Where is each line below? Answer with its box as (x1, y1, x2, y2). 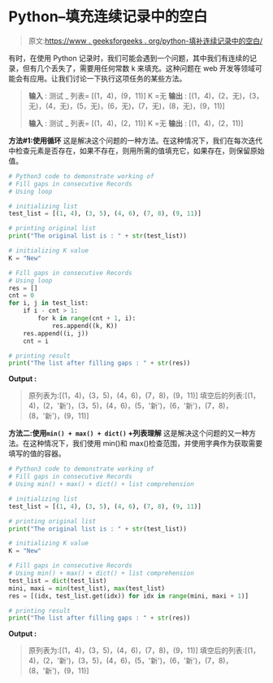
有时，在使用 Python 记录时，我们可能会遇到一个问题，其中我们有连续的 (8, 53, 250, 63)
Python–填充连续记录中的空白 (8, 7, 208, 26)
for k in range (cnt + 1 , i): (37, 314, 136, 322)
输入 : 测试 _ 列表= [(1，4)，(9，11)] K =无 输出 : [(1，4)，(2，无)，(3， (28, 90, 264, 100)
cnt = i (23, 337, 49, 345)
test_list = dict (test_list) (8, 576, 107, 584)
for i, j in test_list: (8, 299, 89, 308)
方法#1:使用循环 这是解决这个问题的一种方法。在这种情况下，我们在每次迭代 (8, 135, 262, 145)
